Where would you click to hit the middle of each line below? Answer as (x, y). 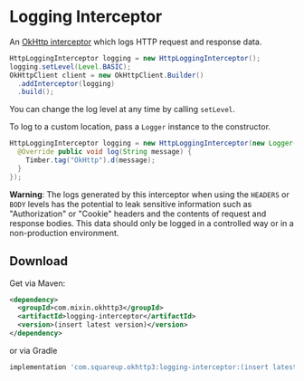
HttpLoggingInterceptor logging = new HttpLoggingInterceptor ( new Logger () (155, 143)
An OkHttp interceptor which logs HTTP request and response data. (136, 42)
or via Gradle (33, 350)
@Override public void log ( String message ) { (105, 152)
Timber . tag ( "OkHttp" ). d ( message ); (90, 160)
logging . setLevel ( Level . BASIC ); (70, 67)
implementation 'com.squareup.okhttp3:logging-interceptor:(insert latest (153, 367)
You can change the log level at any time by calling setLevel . (122, 110)
